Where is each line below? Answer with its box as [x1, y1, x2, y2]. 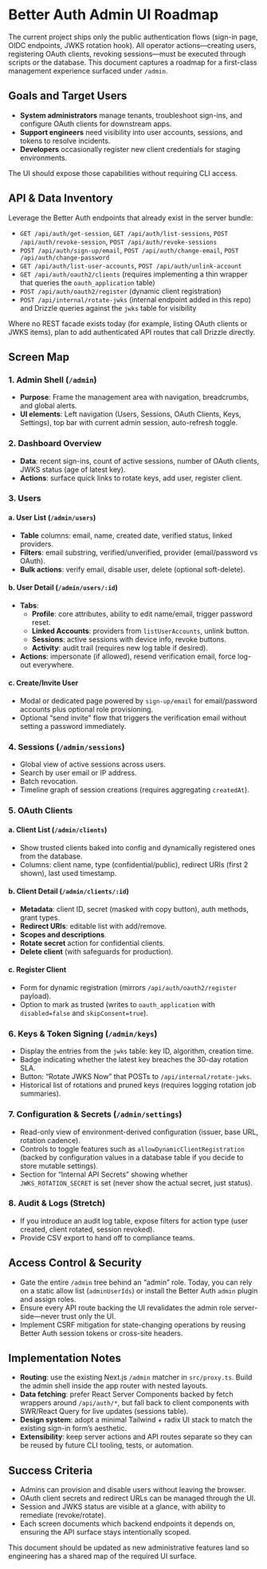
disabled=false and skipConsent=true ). [19, 1008, 149, 1017]
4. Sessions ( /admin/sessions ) [8, 742, 125, 752]
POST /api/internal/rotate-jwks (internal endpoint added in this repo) [19, 294, 251, 305]
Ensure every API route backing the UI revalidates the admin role [19, 1303, 233, 1312]
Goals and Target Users [8, 90, 128, 103]
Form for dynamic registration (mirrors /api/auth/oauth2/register [19, 982, 238, 992]
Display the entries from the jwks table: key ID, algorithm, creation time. [19, 1046, 253, 1056]
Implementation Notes [8, 1352, 122, 1364]
